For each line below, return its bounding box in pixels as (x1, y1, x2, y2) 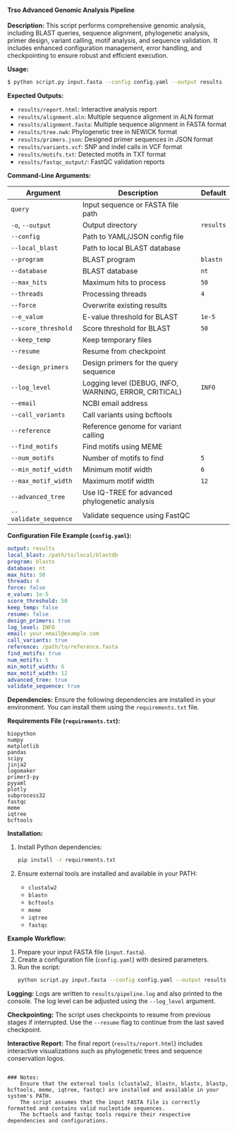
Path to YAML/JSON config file (82, 232, 184, 241)
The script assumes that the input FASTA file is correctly (20, 1099, 200, 1106)
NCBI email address (82, 399, 148, 409)
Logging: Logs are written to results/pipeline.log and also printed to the (7, 989, 223, 998)
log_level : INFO (7, 623, 55, 631)
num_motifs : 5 (7, 657, 49, 664)
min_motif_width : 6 (7, 663, 65, 670)
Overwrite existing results (82, 301, 167, 311)
